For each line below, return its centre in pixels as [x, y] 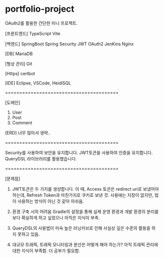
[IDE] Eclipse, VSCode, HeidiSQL [38, 83]
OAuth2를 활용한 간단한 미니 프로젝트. [41, 23]
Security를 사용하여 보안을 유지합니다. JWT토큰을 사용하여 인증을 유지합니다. [79, 152]
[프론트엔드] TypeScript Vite [33, 33]
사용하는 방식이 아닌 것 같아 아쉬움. [51, 201]
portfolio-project [40, 9]
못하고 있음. [29, 234]
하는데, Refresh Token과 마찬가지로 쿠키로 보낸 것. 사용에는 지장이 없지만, [83, 195]
